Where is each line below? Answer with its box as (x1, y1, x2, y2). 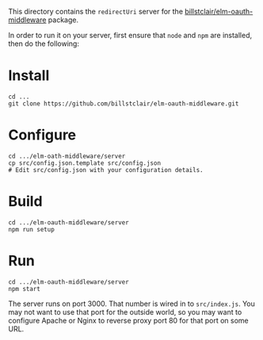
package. (48, 15, 79, 25)
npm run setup (8, 225, 55, 233)
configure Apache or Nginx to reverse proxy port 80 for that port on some (8, 315, 249, 325)
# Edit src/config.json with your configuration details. (8, 166, 204, 174)
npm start (8, 285, 41, 292)
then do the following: (8, 39, 79, 48)
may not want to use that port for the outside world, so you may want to (8, 307, 242, 316)
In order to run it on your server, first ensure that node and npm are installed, (8, 31, 253, 40)
